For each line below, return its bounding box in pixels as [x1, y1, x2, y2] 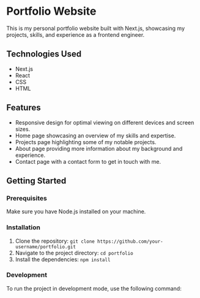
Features [6, 102, 41, 113]
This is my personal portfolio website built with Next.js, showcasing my [6, 25, 185, 32]
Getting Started [6, 175, 67, 186]
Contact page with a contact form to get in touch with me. [15, 158, 161, 165]
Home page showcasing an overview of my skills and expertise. [15, 132, 176, 139]
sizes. [15, 125, 31, 132]
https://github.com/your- [97, 238, 163, 245]
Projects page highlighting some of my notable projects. [15, 138, 157, 145]
